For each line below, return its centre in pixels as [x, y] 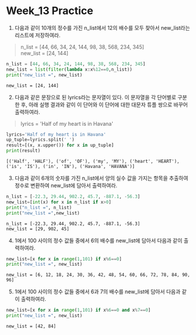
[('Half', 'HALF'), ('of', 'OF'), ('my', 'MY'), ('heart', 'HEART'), [93, 162]
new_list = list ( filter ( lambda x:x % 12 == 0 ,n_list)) [69, 69]
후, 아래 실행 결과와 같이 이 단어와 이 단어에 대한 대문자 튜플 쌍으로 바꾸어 [104, 105]
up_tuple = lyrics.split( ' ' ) [40, 140]
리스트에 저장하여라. [37, 35]
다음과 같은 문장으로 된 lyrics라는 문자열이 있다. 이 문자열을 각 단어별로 [95, 97]
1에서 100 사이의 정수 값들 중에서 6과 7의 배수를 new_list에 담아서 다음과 [97, 292]
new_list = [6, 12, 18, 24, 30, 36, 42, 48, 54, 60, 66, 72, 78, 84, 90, [98, 275]
